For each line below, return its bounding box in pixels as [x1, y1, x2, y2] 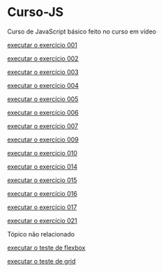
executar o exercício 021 [7, 216, 78, 225]
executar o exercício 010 [7, 149, 78, 157]
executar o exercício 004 [7, 81, 79, 89]
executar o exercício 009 [7, 135, 79, 144]
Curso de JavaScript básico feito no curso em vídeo [7, 27, 157, 36]
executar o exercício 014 [7, 162, 78, 171]
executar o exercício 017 [7, 203, 77, 211]
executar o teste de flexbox [7, 243, 86, 252]
